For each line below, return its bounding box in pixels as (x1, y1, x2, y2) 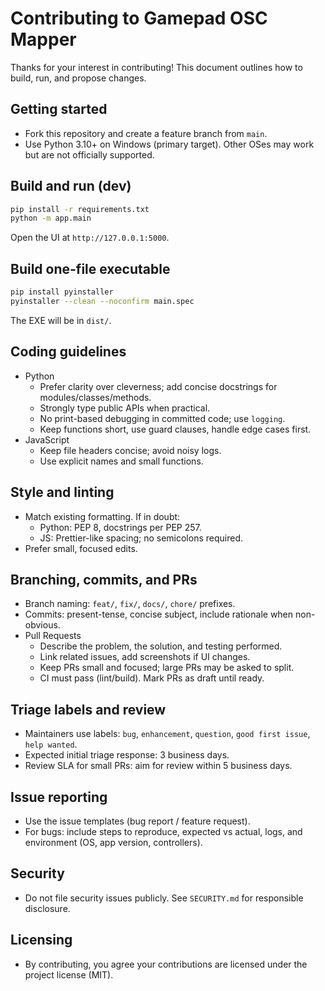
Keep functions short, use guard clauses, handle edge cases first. (39, 423, 312, 435)
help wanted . (24, 738, 78, 751)
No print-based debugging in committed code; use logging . (39, 412, 286, 424)
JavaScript (24, 433, 70, 446)
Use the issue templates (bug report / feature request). (24, 815, 251, 827)
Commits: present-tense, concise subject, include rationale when (24, 608, 294, 621)
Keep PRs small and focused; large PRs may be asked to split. (39, 662, 295, 674)
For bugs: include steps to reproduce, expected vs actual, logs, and (24, 825, 303, 837)
